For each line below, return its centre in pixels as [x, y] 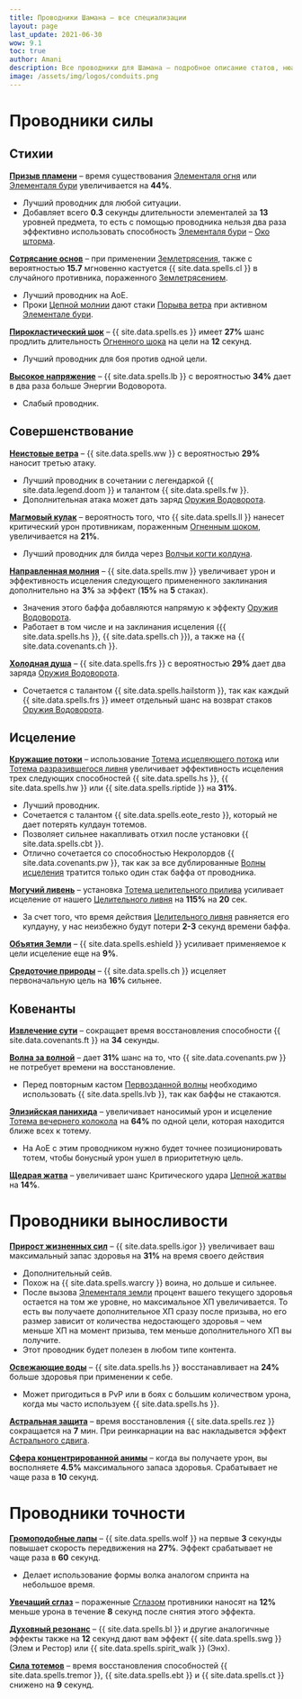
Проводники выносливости [119, 1221]
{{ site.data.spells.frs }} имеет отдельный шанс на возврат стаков [147, 700]
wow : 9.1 [26, 43]
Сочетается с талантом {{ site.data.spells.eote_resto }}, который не [150, 815]
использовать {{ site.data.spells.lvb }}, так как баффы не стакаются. [151, 1095]
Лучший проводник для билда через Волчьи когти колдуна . [138, 553]
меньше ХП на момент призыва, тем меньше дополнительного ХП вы [157, 1331]
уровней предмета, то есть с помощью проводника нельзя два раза [154, 222]
